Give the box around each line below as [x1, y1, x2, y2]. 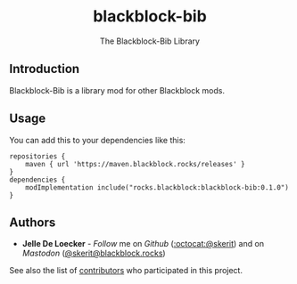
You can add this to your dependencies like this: [9, 134, 186, 145]
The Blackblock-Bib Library [99, 36, 201, 46]
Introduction [9, 61, 80, 77]
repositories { [9, 151, 66, 161]
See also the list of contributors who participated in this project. [9, 265, 243, 276]
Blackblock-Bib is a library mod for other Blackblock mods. [9, 85, 226, 95]
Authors [9, 215, 56, 230]
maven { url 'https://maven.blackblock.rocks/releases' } [25, 159, 245, 168]
